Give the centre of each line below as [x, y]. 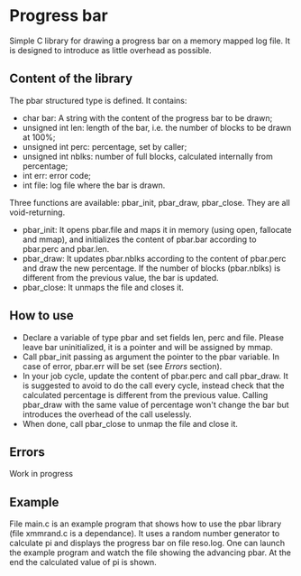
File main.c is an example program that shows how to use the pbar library [146, 524]
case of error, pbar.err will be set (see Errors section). [122, 366]
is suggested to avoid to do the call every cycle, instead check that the [153, 386]
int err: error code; [57, 175]
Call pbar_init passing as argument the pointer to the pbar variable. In [151, 357]
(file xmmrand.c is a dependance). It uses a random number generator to [145, 534]
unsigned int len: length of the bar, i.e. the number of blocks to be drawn [157, 127]
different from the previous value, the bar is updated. [120, 277]
